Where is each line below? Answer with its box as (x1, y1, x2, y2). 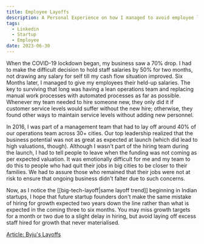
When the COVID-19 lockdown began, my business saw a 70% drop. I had (6, 59, 192, 67)
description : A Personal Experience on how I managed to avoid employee (6, 15, 194, 21)
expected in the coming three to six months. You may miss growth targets (6, 206, 191, 213)
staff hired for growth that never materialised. (6, 218, 120, 226)
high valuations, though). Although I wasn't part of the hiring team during (6, 142, 189, 150)
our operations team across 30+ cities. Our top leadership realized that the (6, 129, 193, 137)
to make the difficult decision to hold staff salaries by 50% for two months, (6, 66, 193, 73)
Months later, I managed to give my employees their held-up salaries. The (6, 78, 191, 86)
